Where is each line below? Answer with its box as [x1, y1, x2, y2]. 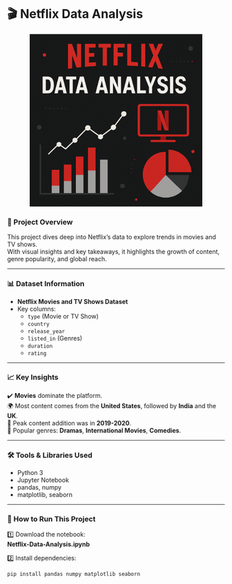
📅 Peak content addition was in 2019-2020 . [7, 419, 132, 427]
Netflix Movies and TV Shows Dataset [17, 297, 128, 305]
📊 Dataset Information [7, 279, 85, 289]
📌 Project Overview [7, 217, 73, 227]
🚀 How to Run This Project [7, 514, 96, 524]
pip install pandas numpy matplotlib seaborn [7, 571, 140, 578]
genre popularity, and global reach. [7, 255, 107, 263]
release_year [27, 328, 66, 335]
